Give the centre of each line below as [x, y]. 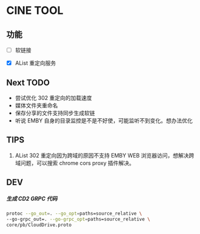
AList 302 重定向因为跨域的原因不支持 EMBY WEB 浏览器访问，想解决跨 [105, 155]
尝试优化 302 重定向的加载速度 [53, 98]
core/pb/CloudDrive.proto [39, 225]
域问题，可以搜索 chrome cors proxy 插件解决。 [75, 163]
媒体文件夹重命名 [36, 105]
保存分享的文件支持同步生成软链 [55, 113]
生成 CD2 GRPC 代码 [32, 198]
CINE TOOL [35, 11]
